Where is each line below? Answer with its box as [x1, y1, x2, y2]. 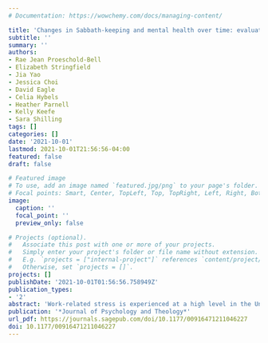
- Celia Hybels [8, 93, 59, 101]
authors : [8, 49, 37, 57]
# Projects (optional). [8, 233, 88, 241]
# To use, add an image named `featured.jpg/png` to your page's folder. [8, 181, 259, 190]
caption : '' [15, 204, 56, 212]
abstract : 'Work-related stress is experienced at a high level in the [8, 301, 251, 309]
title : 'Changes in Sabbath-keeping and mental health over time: [8, 26, 234, 34]
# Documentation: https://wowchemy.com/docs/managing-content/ [8, 11, 223, 20]
